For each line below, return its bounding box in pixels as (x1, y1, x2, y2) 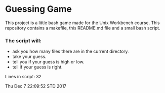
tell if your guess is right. (12, 64, 63, 70)
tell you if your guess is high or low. (12, 59, 84, 65)
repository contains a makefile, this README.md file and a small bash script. (5, 25, 161, 31)
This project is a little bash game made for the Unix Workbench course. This (5, 20, 160, 26)
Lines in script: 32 (5, 74, 42, 80)
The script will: (5, 37, 42, 44)
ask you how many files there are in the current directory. (12, 48, 129, 55)
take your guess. (12, 54, 47, 60)
